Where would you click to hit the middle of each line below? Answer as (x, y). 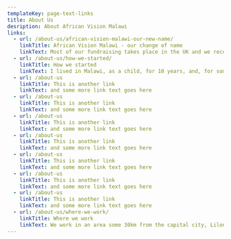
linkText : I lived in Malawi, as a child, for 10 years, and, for (117, 71)
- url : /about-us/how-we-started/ (63, 59)
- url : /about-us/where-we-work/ (61, 212)
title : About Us (30, 20)
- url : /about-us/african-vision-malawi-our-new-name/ (93, 39)
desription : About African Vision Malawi (67, 26)
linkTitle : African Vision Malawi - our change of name (101, 45)
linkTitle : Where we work (57, 218)
